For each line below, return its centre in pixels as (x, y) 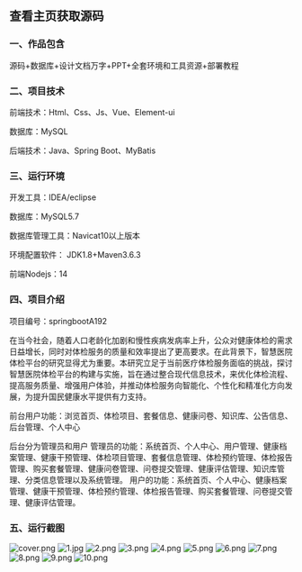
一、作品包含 (37, 44)
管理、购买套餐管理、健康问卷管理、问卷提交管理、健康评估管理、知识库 (143, 468)
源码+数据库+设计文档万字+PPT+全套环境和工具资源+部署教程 (124, 65)
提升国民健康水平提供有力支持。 (92, 396)
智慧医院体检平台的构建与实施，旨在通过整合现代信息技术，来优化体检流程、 (151, 374)
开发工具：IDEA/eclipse (53, 197)
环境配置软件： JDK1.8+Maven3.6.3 (75, 255)
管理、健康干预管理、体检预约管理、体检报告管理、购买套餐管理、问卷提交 (147, 491)
